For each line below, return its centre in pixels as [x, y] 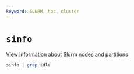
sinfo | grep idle [28, 65]
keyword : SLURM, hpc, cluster [43, 11]
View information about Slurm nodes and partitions [67, 54]
